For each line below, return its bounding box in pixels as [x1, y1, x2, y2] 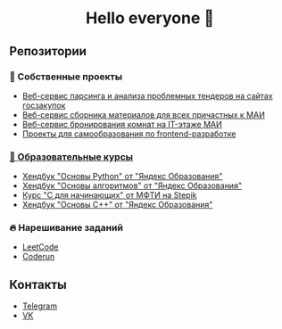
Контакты [9, 276, 67, 292]
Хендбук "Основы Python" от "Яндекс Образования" [21, 171, 223, 182]
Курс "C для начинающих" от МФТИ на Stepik [21, 190, 197, 201]
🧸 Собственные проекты [9, 70, 123, 83]
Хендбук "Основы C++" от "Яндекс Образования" [21, 200, 213, 210]
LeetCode [21, 242, 59, 252]
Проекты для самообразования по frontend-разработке [21, 128, 236, 139]
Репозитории [9, 44, 87, 59]
